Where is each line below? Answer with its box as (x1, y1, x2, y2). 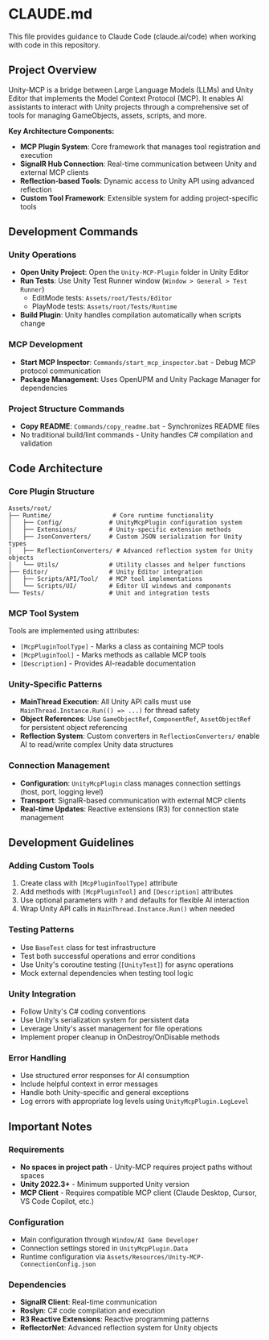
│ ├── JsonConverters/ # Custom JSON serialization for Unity (8, 533, 243, 541)
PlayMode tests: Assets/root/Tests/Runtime (31, 301, 178, 311)
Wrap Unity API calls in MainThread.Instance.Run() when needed (19, 904, 235, 914)
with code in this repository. (8, 39, 100, 49)
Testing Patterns (8, 924, 75, 936)
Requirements (8, 1143, 65, 1155)
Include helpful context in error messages (19, 1079, 158, 1089)
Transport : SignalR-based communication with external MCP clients (19, 795, 247, 805)
